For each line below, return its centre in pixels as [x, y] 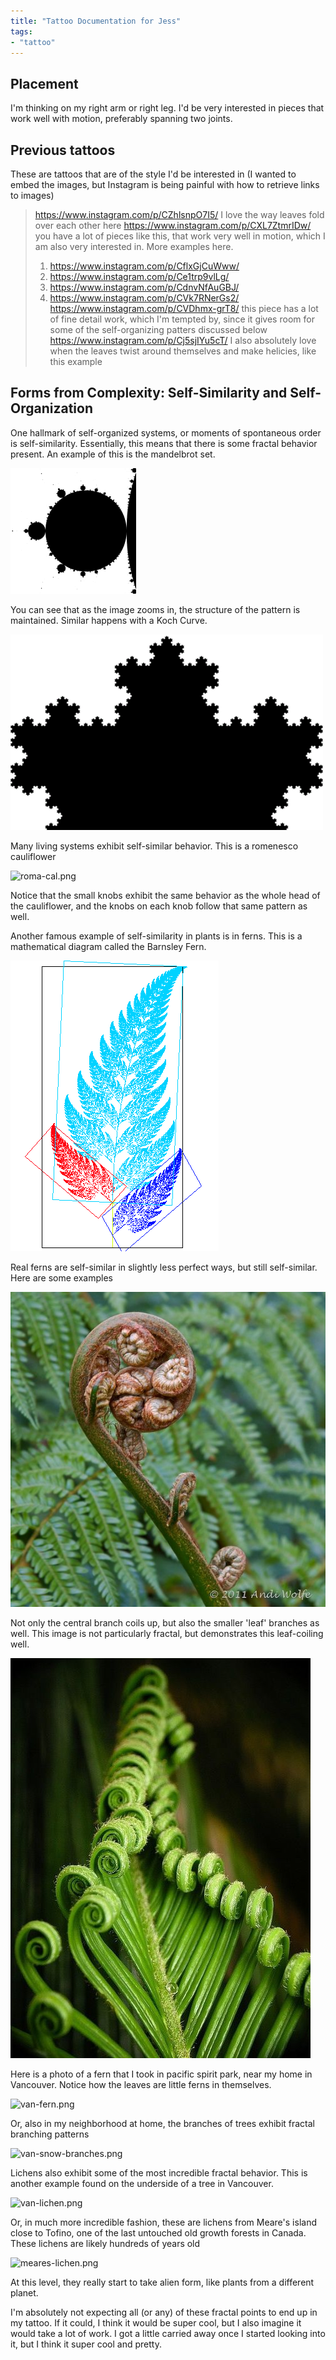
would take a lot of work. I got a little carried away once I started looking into [168, 2333]
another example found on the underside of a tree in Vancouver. [142, 2183]
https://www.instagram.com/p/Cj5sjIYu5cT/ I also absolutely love [183, 340]
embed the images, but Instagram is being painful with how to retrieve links [165, 184]
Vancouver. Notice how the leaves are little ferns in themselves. [141, 2084]
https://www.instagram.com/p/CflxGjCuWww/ [144, 266]
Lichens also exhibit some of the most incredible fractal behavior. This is [159, 2172]
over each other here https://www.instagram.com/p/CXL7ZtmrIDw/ [173, 225]
